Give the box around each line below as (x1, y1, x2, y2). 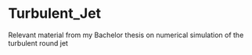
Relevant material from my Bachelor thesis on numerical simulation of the (8, 30, 244, 40)
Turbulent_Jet (8, 5, 102, 22)
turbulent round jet (8, 38, 69, 47)
